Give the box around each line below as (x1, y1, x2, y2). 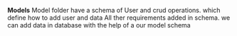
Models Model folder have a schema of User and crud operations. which (7, 6, 221, 14)
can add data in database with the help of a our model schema (7, 21, 191, 29)
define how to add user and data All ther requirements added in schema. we (7, 13, 231, 22)
